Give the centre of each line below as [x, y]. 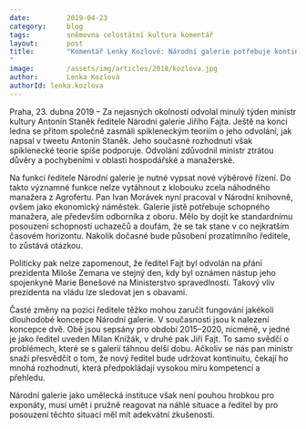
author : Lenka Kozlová [65, 77]
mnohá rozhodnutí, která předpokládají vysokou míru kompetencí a [135, 368]
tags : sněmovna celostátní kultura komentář [112, 35]
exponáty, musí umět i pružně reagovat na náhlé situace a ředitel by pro [144, 404]
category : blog [46, 26]
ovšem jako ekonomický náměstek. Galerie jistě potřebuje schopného [140, 207]
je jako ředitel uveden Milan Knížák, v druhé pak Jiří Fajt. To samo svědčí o [149, 339]
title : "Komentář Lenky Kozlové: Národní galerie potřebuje [140, 52]
